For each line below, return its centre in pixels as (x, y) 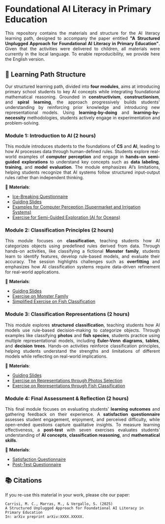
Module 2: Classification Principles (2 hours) (59, 230)
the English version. (25, 59)
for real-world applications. (33, 272)
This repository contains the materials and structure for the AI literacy (82, 33)
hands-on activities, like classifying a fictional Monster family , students (82, 251)
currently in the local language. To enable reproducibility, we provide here (82, 54)
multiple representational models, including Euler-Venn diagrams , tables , (82, 341)
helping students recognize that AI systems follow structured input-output (82, 172)
